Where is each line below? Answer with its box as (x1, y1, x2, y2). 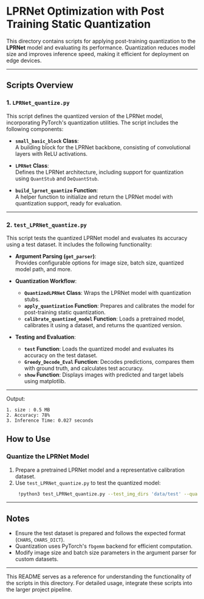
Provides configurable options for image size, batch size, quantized (15, 259, 184, 266)
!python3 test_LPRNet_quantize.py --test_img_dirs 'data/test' (18, 491, 182, 497)
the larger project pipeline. (6, 586, 73, 594)
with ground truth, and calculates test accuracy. (24, 364, 144, 372)
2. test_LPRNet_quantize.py (6, 221, 87, 229)
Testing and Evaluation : (15, 333, 76, 341)
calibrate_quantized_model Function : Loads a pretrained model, (24, 315, 185, 322)
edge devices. (6, 57, 42, 64)
